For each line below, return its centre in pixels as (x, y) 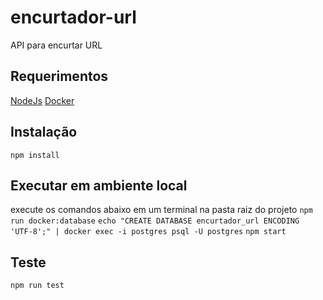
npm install (35, 155)
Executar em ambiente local (99, 185)
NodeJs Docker (42, 100)
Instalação (44, 132)
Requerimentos (59, 76)
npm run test (37, 286)
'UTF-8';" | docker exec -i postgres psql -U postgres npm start (148, 232)
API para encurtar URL (56, 45)
